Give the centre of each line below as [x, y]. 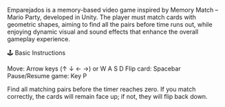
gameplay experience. [39, 39]
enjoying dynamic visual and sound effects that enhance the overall [103, 32]
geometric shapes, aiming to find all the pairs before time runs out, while [110, 24]
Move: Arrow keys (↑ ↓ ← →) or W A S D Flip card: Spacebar [94, 69]
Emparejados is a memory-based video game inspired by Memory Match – [113, 10]
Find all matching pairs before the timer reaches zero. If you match [101, 89]
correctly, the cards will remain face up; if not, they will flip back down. [107, 96]
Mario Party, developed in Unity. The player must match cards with [101, 17]
